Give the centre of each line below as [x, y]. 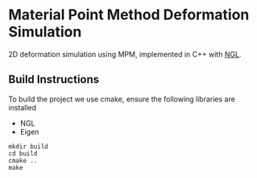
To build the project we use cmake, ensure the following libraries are [122, 99]
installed [23, 107]
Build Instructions [54, 79]
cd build [23, 153]
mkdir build [28, 147]
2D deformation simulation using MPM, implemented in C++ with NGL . [125, 54]
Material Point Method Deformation [129, 15]
